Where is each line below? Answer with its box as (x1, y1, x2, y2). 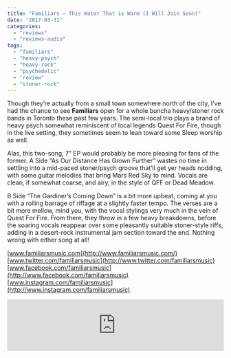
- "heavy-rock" (13, 61, 57, 68)
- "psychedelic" (13, 67, 60, 74)
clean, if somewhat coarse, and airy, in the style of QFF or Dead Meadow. (7, 178, 215, 187)
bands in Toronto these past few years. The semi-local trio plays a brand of (7, 114, 221, 123)
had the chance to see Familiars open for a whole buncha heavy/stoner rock (7, 107, 224, 115)
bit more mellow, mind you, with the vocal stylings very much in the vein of (7, 207, 219, 215)
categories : (7, 23, 41, 30)
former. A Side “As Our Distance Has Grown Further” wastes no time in (7, 156, 208, 165)
